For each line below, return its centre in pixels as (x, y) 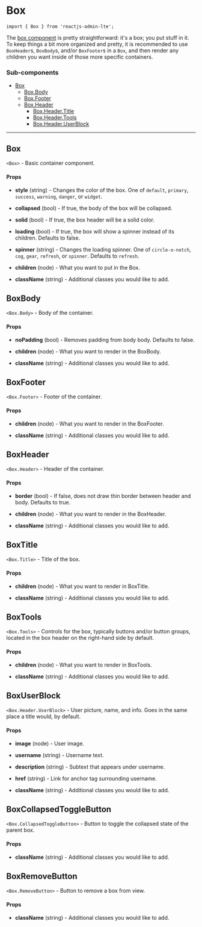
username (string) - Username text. (59, 755)
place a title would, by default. (44, 716)
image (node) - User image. (49, 743)
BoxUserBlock (34, 696)
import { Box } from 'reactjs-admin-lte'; (60, 26)
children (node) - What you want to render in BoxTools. (83, 665)
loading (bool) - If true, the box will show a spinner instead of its (94, 232)
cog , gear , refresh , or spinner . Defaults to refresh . (77, 256)
